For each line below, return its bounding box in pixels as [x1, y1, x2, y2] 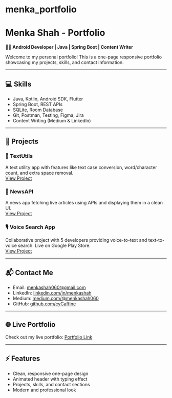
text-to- [148, 237, 165, 243]
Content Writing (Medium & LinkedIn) [12, 117, 91, 123]
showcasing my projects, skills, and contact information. [5, 59, 124, 66]
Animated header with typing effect [12, 375, 88, 382]
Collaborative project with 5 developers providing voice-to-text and [5, 237, 147, 243]
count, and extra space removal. [5, 170, 74, 176]
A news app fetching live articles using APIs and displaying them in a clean [5, 199, 163, 205]
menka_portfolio [5, 4, 77, 15]
